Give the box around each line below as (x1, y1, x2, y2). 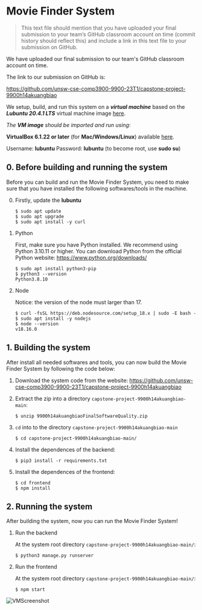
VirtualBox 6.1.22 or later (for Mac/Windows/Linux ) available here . (6, 133, 175, 140)
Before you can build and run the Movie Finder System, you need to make (6, 178, 189, 186)
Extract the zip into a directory (14, 395, 90, 402)
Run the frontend (14, 563, 57, 571)
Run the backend (14, 529, 58, 536)
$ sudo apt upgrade (14, 213, 65, 219)
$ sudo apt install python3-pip (14, 265, 96, 271)
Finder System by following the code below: (6, 365, 116, 372)
